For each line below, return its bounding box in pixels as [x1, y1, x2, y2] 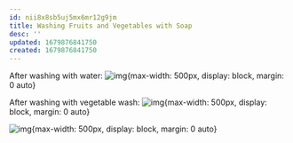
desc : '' [9, 29, 42, 38]
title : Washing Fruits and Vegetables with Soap [9, 21, 193, 30]
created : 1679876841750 [9, 46, 98, 55]
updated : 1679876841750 [9, 37, 98, 47]
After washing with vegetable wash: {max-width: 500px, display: [9, 97, 268, 107]
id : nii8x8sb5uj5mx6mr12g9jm [9, 12, 117, 22]
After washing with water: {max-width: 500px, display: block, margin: [9, 70, 284, 81]
